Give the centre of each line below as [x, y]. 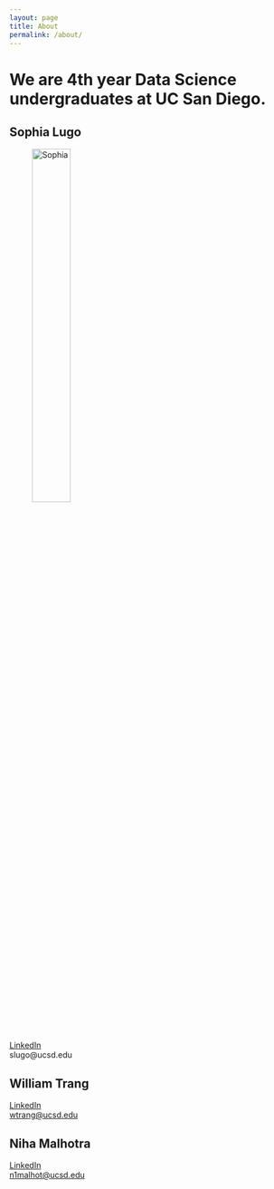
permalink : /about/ [46, 34]
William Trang [49, 1083]
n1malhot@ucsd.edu [47, 1175]
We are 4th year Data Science [123, 79]
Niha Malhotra [50, 1143]
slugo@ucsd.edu [41, 1055]
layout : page [34, 18]
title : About [34, 26]
